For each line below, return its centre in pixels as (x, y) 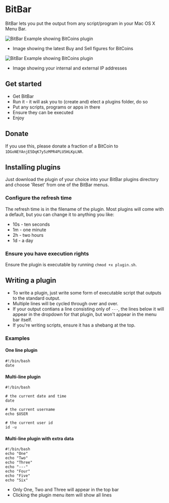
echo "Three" (19, 462)
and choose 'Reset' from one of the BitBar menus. (57, 185)
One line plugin (21, 350)
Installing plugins (33, 167)
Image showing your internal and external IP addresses (70, 68)
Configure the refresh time (39, 198)
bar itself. (22, 319)
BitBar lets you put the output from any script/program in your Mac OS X (80, 23)
